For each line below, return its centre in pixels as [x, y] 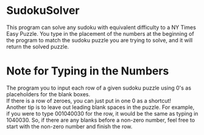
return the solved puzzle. [38, 47]
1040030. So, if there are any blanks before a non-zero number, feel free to [101, 120]
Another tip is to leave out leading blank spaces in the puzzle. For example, [100, 107]
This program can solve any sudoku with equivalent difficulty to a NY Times [101, 27]
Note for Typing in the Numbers [88, 71]
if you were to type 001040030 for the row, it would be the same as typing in [102, 113]
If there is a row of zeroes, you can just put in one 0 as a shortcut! [89, 100]
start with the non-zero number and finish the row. [69, 126]
